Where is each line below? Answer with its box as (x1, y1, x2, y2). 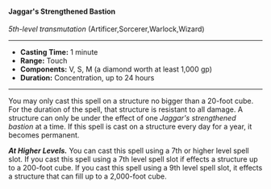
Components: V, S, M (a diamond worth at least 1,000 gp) (19, 64, 212, 74)
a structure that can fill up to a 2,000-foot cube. (8, 171, 167, 181)
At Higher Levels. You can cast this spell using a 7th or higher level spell (8, 146, 249, 156)
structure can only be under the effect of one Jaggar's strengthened (8, 113, 236, 123)
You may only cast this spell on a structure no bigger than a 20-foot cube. (8, 97, 254, 106)
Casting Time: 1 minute (19, 47, 98, 57)
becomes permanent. (8, 130, 80, 140)
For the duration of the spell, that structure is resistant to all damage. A (8, 105, 244, 114)
